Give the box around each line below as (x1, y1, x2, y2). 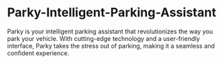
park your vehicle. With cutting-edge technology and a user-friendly (7, 34, 200, 42)
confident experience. (7, 49, 70, 57)
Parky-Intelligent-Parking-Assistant (7, 5, 217, 20)
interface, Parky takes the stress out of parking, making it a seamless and (7, 42, 215, 50)
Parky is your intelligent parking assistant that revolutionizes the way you (7, 27, 213, 35)
